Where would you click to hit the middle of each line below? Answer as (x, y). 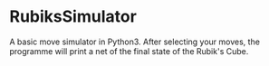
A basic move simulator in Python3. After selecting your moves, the (135, 42)
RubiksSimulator (73, 17)
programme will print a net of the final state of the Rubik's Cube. (129, 51)
